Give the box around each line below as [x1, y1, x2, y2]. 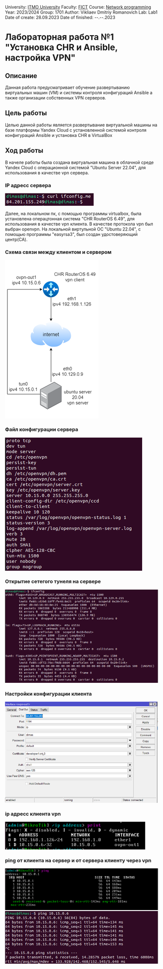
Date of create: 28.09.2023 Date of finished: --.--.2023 [5, 15, 115, 20]
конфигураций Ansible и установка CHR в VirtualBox [5, 132, 113, 138]
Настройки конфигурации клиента [5, 690, 92, 697]
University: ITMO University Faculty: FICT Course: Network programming [5, 4, 151, 10]
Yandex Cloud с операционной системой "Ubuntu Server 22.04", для [5, 164, 146, 170]
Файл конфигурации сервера [5, 426, 79, 433]
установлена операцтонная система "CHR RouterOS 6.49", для [5, 215, 135, 221]
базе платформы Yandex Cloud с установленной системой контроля [5, 127, 147, 133]
